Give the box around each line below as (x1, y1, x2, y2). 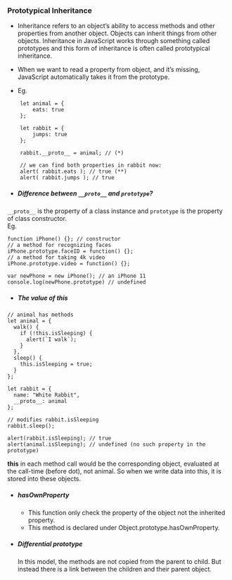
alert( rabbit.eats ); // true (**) (20, 168, 128, 175)
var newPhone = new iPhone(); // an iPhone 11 (7, 272, 146, 280)
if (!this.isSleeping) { (20, 330, 93, 337)
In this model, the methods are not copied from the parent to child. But (17, 557, 221, 566)
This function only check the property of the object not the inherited (27, 509, 226, 517)
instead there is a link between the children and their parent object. (17, 565, 212, 574)
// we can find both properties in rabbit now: (20, 162, 162, 169)
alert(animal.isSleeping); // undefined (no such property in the (7, 441, 206, 448)
